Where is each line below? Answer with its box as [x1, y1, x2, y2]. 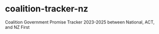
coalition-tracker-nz [5, 3, 89, 14]
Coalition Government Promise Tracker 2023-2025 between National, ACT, [5, 19, 155, 25]
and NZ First [5, 24, 30, 30]
